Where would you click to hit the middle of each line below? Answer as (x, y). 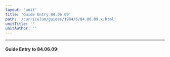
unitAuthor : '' (21, 28)
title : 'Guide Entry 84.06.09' (38, 14)
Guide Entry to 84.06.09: (32, 49)
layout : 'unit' (21, 10)
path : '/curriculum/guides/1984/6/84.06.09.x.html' (61, 19)
